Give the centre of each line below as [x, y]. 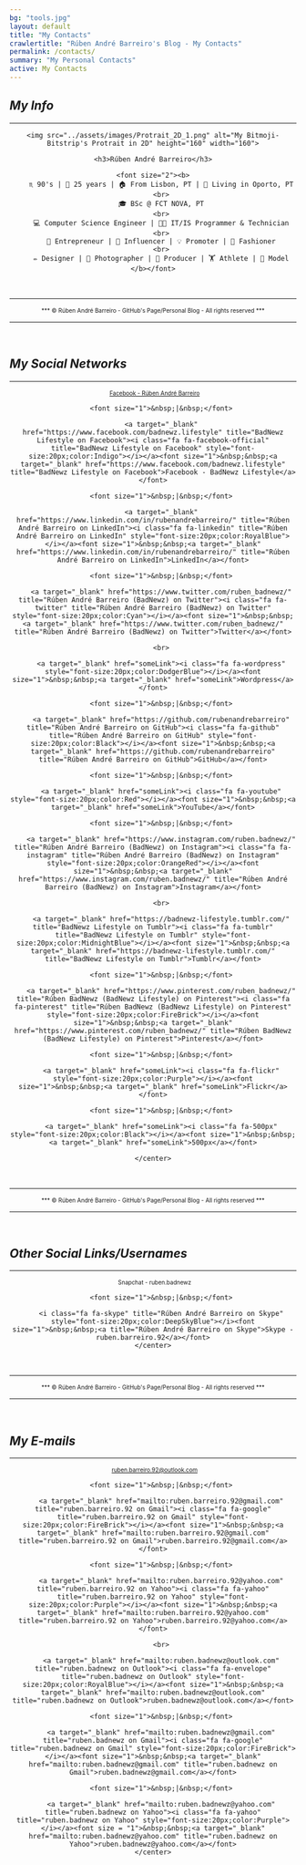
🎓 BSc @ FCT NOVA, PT [161, 203]
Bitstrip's [67, 143]
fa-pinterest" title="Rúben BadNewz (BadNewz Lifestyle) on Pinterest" [153, 1007]
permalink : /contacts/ [52, 52]
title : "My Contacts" [51, 35]
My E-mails [42, 1440]
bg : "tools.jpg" [40, 18]
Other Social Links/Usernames [99, 1254]
